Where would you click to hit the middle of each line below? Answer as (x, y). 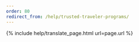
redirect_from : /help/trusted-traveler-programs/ (68, 17)
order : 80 (18, 11)
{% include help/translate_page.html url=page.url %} (69, 33)
